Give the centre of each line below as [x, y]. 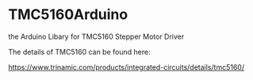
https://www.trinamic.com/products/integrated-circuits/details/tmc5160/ [126, 67]
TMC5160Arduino [68, 15]
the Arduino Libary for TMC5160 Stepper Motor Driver [96, 36]
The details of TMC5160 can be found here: [79, 51]
